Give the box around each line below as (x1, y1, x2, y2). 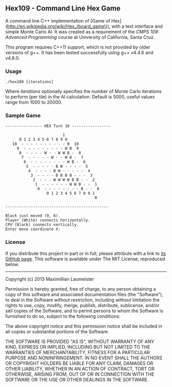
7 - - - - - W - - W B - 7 (21, 155, 83, 160)
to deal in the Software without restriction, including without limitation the (5, 297, 160, 303)
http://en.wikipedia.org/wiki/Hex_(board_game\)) (7, 23, 110, 29)
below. (5, 261, 19, 267)
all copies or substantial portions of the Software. (5, 328, 109, 335)
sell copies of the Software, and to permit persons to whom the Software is (5, 308, 164, 314)
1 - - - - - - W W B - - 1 (35, 182, 97, 187)
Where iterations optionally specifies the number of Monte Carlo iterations (5, 88, 162, 94)
